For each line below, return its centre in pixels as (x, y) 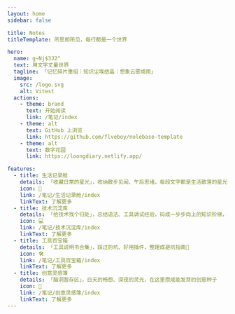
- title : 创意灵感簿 (41, 273)
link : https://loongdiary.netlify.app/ (84, 156)
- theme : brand (42, 104)
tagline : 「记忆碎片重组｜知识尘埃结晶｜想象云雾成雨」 (85, 71)
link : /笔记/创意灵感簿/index (60, 293)
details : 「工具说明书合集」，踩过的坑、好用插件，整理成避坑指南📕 (105, 247)
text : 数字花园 (46, 150)
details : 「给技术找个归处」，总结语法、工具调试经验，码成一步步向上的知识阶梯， (124, 214)
